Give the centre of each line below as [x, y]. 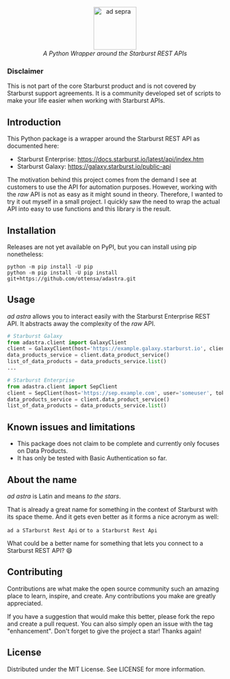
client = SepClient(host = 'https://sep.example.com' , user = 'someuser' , [110, 393]
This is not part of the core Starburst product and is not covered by [102, 86]
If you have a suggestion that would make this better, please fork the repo [111, 616]
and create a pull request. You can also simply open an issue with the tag [110, 624]
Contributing [35, 572]
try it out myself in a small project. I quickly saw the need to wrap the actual [114, 201]
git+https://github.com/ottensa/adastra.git [72, 279]
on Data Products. [42, 451]
